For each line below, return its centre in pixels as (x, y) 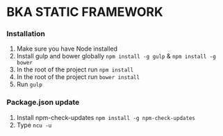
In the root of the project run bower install (78, 77)
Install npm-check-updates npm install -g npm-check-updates (106, 117)
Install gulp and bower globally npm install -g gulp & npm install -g (116, 56)
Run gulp (29, 85)
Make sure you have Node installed (67, 49)
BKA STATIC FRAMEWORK (85, 12)
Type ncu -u (34, 125)
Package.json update (43, 103)
